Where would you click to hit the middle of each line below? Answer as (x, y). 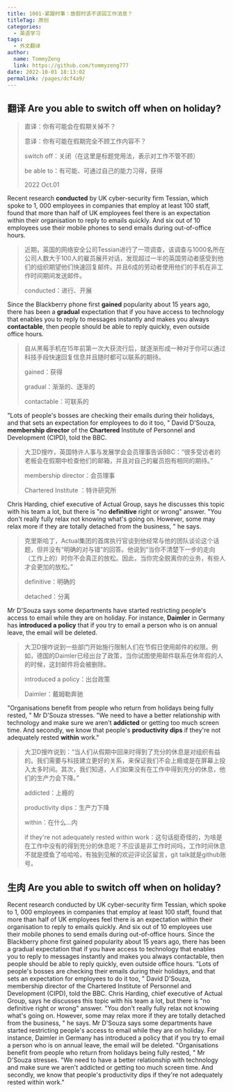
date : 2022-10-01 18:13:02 (46, 72)
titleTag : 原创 (28, 20)
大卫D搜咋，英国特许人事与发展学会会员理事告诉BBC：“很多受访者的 (122, 452)
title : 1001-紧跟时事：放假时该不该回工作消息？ (70, 14)
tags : (15, 40)
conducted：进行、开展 (58, 290)
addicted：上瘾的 (49, 793)
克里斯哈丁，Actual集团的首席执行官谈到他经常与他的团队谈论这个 (119, 541)
